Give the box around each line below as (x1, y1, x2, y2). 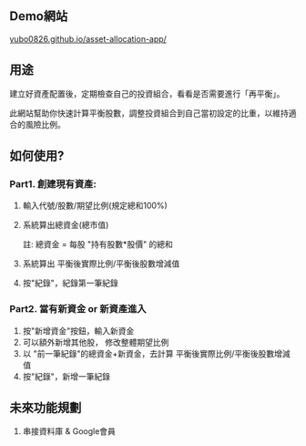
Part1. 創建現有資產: (9, 177, 97, 190)
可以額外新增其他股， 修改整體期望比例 (22, 337, 169, 347)
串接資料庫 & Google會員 (22, 426, 117, 437)
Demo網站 (9, 8, 68, 25)
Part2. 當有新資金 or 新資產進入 (9, 303, 148, 316)
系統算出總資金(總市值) (22, 220, 109, 231)
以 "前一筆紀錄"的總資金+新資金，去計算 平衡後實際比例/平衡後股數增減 (22, 347, 291, 358)
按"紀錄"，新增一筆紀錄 (22, 370, 111, 381)
